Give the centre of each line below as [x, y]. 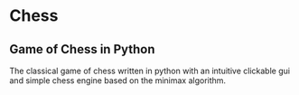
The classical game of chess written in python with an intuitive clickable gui [150, 71]
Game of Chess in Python [82, 49]
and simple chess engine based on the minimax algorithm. [118, 81]
